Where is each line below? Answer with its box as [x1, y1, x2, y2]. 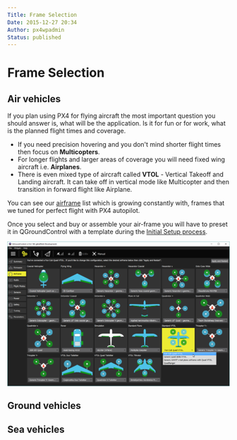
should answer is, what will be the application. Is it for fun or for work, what [7, 119, 226, 128]
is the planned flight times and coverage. [7, 127, 126, 135]
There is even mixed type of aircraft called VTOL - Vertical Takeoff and [17, 170, 224, 179]
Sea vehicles [7, 424, 65, 436]
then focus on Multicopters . [17, 148, 100, 157]
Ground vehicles [7, 399, 81, 412]
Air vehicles [7, 92, 61, 105]
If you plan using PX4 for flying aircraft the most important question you [7, 111, 216, 120]
